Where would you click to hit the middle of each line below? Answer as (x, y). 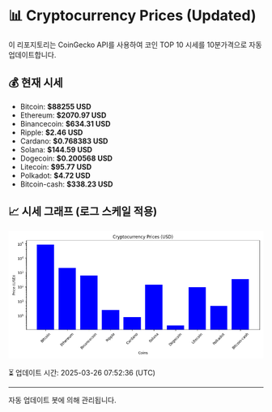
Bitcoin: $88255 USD (55, 106)
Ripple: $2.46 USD (51, 132)
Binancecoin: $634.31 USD (65, 123)
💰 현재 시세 (36, 83)
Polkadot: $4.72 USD (55, 175)
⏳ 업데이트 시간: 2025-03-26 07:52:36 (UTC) (82, 372)
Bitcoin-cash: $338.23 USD (66, 184)
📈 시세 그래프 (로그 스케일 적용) (83, 212)
